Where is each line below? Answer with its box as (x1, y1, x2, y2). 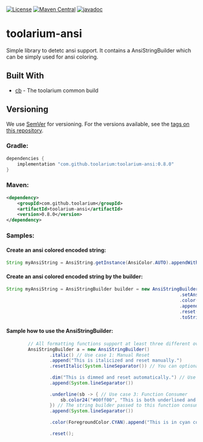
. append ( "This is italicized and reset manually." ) (49, 357, 182, 364)
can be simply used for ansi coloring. (6, 53, 98, 60)
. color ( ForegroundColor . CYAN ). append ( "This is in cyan (49, 420, 190, 426)
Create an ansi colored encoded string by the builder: (6, 272, 143, 280)
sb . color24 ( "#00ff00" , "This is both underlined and (60, 397, 196, 403)
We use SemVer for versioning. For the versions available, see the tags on (6, 120, 190, 127)
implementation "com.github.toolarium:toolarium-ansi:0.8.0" (17, 161, 174, 167)
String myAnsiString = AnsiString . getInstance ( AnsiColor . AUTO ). (6, 260, 172, 266)
